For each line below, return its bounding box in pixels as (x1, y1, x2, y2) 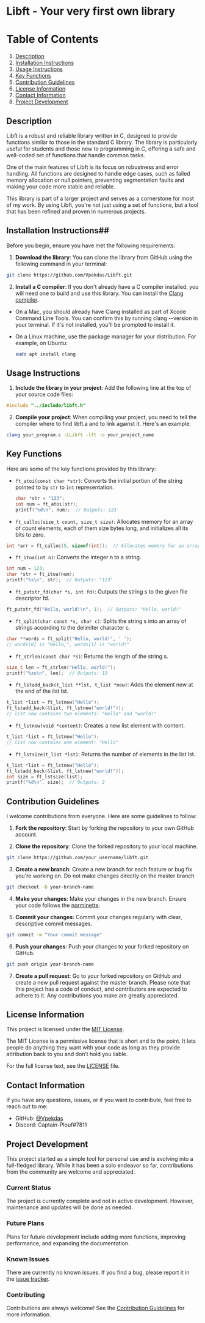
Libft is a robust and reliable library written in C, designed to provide (6, 132, 178, 139)
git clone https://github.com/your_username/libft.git (6, 855, 149, 861)
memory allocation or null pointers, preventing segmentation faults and (6, 176, 185, 184)
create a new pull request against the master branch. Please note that (15, 978, 190, 986)
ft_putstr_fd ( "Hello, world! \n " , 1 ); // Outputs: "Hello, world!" (6, 606, 182, 613)
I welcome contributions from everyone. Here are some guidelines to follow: (6, 813, 197, 820)
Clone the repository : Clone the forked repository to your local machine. (15, 843, 198, 850)
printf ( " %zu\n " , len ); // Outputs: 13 (6, 670, 108, 676)
